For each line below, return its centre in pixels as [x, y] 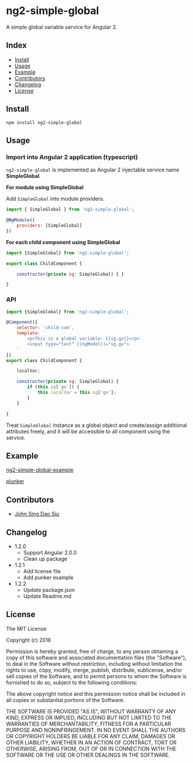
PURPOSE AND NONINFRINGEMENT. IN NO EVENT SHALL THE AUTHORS [96, 730]
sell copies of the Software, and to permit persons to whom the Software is [96, 676]
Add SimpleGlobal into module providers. [55, 199]
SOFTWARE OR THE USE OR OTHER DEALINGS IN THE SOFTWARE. [88, 755]
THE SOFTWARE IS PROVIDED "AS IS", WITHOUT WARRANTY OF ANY [91, 711]
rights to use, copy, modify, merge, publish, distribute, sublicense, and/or [94, 670]
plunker [15, 481]
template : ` [31, 333]
